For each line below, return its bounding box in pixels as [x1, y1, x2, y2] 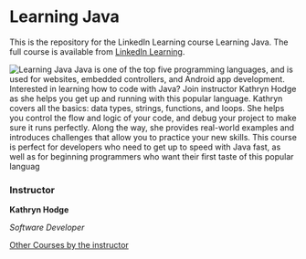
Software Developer [9, 222, 85, 233]
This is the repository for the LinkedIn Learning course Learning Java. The [9, 36, 290, 47]
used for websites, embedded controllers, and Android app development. [9, 73, 285, 84]
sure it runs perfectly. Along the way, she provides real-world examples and [9, 121, 295, 133]
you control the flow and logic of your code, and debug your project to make [9, 112, 297, 123]
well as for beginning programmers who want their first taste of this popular [9, 150, 294, 161]
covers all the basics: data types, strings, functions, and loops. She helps [9, 102, 285, 113]
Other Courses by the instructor [9, 240, 130, 251]
